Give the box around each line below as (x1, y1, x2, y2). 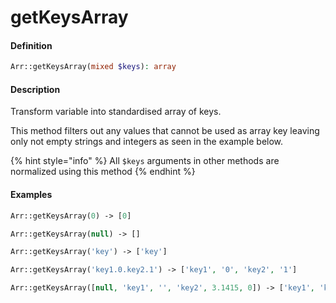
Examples (10, 189, 53, 201)
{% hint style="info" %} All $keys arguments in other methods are (10, 155, 280, 167)
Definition (10, 39, 53, 51)
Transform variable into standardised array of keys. (10, 106, 222, 118)
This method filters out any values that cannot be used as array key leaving (10, 125, 320, 137)
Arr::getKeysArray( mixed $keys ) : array (10, 62, 177, 72)
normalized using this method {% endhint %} (10, 166, 196, 178)
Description (10, 83, 61, 95)
